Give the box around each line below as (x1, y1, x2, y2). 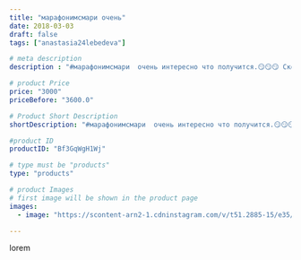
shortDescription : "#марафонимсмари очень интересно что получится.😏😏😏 (9, 120, 296, 129)
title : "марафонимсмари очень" (9, 13, 126, 22)
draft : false (9, 30, 58, 39)
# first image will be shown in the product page (9, 194, 199, 203)
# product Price (9, 79, 70, 88)
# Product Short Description (9, 111, 118, 121)
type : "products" (9, 169, 74, 178)
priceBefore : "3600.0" (9, 95, 94, 104)
